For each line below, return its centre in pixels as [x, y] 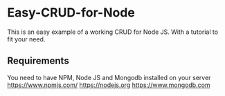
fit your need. [26, 39]
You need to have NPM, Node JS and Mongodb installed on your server [109, 77]
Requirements [38, 61]
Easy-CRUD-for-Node [71, 13]
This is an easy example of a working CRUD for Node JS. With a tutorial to [113, 32]
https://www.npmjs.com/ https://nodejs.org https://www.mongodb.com [109, 85]
